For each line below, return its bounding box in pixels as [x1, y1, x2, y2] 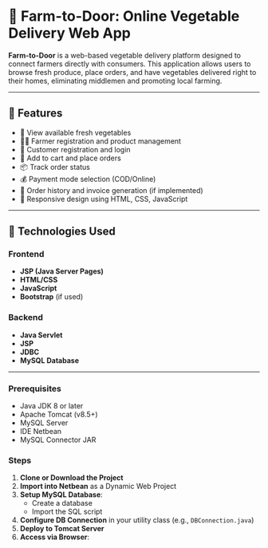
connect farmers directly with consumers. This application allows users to [8, 59, 251, 69]
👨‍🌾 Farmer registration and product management [19, 136, 182, 146]
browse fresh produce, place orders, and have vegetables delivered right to [8, 67, 257, 77]
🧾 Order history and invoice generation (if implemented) [19, 185, 203, 195]
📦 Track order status [19, 162, 90, 171]
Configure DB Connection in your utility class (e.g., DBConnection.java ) [19, 515, 254, 525]
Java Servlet [19, 330, 63, 340]
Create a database [31, 499, 93, 508]
